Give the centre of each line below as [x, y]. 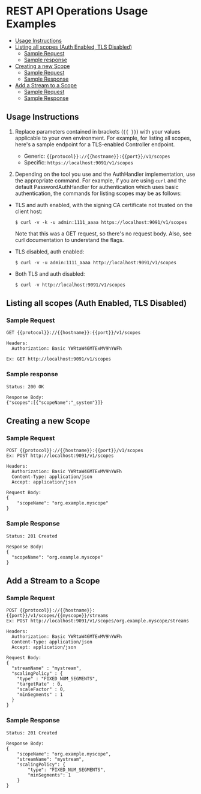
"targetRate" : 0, [40, 684]
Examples [31, 24]
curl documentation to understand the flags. [69, 240]
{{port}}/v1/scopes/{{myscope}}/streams [58, 616]
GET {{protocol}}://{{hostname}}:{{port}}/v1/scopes [73, 333]
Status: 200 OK [25, 386]
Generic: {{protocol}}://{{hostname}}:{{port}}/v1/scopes [97, 156]
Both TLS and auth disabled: [50, 274]
